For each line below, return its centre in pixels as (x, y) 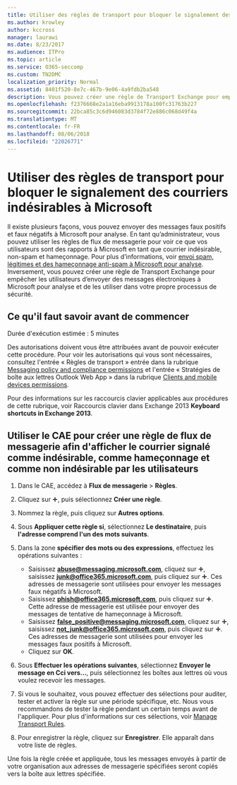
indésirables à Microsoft (80, 207)
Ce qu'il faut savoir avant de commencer (98, 317)
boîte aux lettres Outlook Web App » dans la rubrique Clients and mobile (112, 377)
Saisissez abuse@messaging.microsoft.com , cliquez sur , (117, 569)
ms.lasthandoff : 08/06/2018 (49, 134)
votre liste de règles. (47, 745)
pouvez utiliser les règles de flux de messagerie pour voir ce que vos (108, 242)
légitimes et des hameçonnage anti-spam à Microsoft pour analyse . (105, 264)
